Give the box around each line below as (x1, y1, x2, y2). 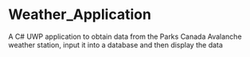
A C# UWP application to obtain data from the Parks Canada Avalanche (8, 32, 242, 41)
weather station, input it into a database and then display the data (8, 40, 223, 49)
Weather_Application (8, 6, 151, 24)
